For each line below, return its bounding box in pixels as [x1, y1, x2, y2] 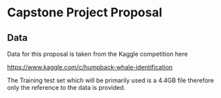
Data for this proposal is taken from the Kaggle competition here [7, 50, 188, 58]
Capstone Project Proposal [7, 5, 163, 20]
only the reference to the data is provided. [7, 84, 126, 91]
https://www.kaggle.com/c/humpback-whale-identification [7, 63, 173, 71]
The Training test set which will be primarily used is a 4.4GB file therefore [7, 76, 214, 84]
